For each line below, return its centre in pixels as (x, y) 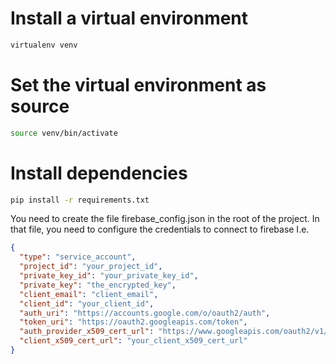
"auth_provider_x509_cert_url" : (87, 332)
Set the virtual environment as (138, 85)
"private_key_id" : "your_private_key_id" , (109, 276)
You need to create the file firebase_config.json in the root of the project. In (165, 219)
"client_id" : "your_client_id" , (87, 303)
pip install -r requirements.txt (80, 200)
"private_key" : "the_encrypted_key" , (98, 285)
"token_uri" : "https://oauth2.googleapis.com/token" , (133, 322)
